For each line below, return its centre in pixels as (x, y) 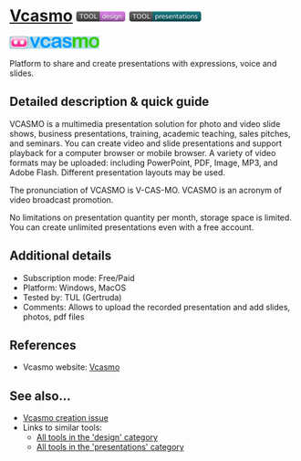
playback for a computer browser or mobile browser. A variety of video (143, 152)
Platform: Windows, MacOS (74, 288)
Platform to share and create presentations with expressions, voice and (143, 63)
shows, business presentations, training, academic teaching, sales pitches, (150, 133)
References (43, 345)
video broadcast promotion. (62, 199)
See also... (40, 396)
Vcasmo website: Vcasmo (71, 367)
